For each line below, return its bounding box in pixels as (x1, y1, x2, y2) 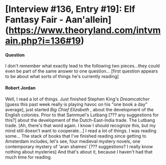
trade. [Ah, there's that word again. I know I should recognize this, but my (5, 122, 156, 128)
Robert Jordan (5, 84, 36, 90)
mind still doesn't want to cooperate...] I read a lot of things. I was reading (5, 128, 157, 134)
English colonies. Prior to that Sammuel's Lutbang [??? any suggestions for (5, 112, 159, 118)
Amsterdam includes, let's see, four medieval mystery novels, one (5, 138, 141, 144)
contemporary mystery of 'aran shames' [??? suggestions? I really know (5, 143, 153, 150)
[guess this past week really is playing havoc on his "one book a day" (5, 101, 148, 107)
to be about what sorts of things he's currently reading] (5, 74, 119, 80)
